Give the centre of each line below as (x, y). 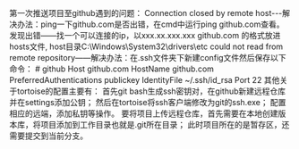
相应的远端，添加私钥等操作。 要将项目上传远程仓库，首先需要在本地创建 (144, 113)
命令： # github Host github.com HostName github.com (112, 69)
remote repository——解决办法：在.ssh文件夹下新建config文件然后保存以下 (148, 58)
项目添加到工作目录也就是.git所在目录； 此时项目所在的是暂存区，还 (165, 124)
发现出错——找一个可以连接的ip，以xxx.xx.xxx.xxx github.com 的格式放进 (145, 35)
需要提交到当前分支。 (48, 136)
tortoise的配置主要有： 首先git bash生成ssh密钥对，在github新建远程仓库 (151, 91)
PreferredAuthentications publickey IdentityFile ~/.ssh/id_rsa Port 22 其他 (145, 80)
